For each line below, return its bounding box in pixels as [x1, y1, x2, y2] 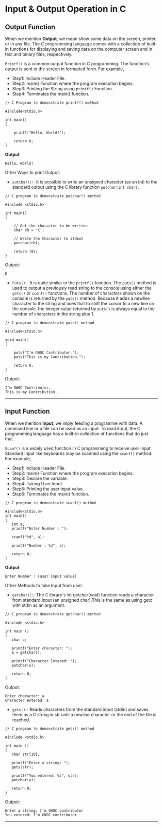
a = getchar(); [11, 650, 42, 655]
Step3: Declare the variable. [12, 475, 68, 481]
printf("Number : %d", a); [11, 543, 66, 548]
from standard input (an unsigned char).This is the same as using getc [12, 597, 153, 603]
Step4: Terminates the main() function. [12, 91, 90, 97]
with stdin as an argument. [12, 602, 65, 608]
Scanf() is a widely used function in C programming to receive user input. [5, 445, 152, 451]
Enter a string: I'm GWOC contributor [5, 808, 83, 813]
